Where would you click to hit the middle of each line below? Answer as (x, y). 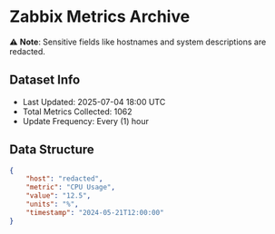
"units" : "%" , (52, 205)
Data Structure (52, 150)
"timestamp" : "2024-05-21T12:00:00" (95, 212)
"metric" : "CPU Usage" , (71, 188)
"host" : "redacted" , (64, 179)
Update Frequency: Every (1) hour (86, 121)
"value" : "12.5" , (59, 196)
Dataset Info (45, 80)
